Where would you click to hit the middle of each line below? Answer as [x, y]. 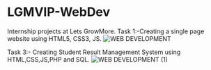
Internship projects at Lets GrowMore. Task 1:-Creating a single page [106, 31]
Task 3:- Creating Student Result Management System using [94, 52]
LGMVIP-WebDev [59, 12]
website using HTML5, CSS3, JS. [55, 38]
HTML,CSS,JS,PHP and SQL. [49, 59]
